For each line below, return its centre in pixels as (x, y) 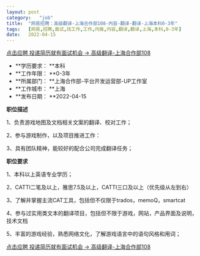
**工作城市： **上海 (40, 89)
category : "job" (30, 18)
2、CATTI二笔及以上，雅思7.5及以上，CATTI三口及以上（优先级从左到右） (99, 188)
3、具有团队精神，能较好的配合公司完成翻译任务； (70, 148)
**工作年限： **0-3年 (43, 73)
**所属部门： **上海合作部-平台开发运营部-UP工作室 (81, 81)
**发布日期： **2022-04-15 (51, 97)
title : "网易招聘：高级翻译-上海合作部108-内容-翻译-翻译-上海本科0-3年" (92, 23)
